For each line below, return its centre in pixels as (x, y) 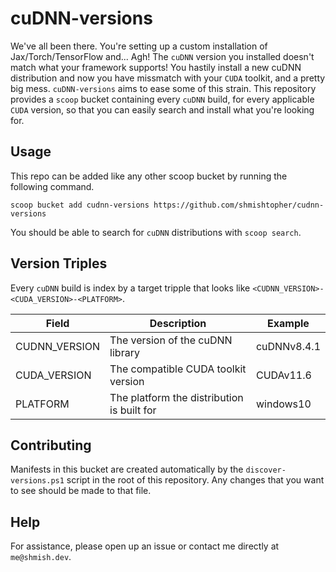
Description (178, 323)
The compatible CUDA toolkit (178, 369)
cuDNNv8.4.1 (288, 346)
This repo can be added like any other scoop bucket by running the (149, 176)
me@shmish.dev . (41, 557)
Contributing (51, 445)
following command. (52, 186)
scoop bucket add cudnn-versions (80, 205)
